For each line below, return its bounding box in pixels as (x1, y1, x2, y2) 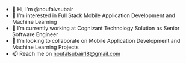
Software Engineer (11, 31, 58, 38)
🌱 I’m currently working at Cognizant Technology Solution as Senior (11, 24, 180, 31)
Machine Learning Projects (11, 43, 79, 51)
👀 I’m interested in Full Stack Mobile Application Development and (11, 12, 176, 19)
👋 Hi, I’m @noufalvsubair (11, 6, 73, 12)
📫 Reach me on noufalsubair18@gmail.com (11, 51, 121, 57)
